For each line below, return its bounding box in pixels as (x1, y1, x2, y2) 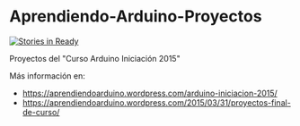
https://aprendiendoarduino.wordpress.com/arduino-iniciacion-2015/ (22, 88, 278, 98)
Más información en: (9, 70, 85, 81)
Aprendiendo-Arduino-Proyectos (9, 6, 262, 27)
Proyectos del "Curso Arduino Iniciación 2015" (9, 53, 181, 63)
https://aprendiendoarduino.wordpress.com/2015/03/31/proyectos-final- (22, 97, 292, 108)
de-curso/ (22, 106, 60, 117)
